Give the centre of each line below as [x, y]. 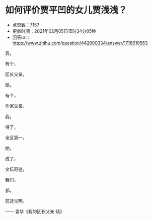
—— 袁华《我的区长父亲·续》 [35, 211]
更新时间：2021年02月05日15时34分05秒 [54, 31]
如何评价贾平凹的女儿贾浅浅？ [66, 10]
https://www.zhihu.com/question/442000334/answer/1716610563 [80, 43]
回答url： [22, 37]
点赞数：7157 [26, 25]
